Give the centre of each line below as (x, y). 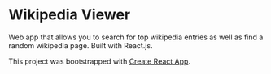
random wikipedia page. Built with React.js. (81, 45)
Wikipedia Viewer (70, 15)
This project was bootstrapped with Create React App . (100, 61)
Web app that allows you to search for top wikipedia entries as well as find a (136, 37)
